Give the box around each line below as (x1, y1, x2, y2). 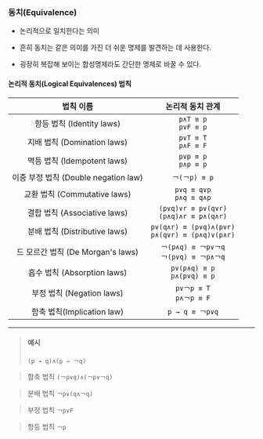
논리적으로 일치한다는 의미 (19, 26, 100, 36)
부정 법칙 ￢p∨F (27, 405, 74, 415)
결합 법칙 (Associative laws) (27, 207, 128, 218)
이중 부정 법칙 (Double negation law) (12, 172, 143, 183)
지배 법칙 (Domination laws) (27, 136, 128, 147)
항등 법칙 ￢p (27, 422, 67, 431)
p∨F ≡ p (178, 122, 207, 131)
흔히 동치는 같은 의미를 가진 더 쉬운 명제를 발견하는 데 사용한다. (19, 43, 211, 53)
